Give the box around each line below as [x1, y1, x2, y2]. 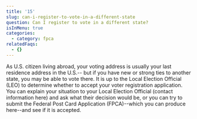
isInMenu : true [6, 25, 44, 31]
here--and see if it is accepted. [6, 106, 81, 113]
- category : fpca [11, 36, 54, 42]
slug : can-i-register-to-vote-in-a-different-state [6, 14, 135, 20]
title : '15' [6, 8, 35, 15]
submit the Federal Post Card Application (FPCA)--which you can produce [6, 100, 186, 107]
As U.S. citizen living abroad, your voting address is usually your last [6, 63, 172, 70]
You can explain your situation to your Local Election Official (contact [6, 87, 173, 94]
